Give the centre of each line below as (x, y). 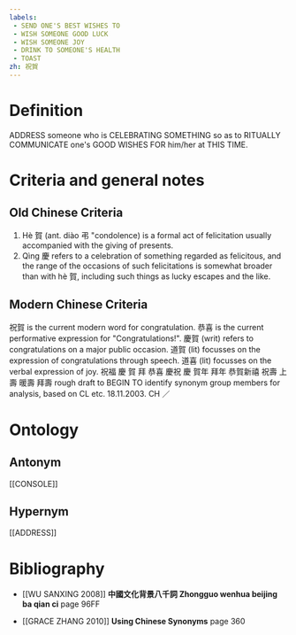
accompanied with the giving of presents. (98, 245)
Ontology (44, 430)
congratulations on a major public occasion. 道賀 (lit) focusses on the (135, 349)
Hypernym (39, 511)
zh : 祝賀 (24, 67)
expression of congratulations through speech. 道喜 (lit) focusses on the (140, 360)
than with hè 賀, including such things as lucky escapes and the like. (146, 276)
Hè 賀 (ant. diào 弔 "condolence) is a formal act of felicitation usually (147, 235)
